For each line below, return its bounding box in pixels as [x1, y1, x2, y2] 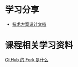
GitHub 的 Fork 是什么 [5, 56, 48, 63]
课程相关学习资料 [5, 40, 74, 51]
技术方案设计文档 [12, 21, 47, 27]
